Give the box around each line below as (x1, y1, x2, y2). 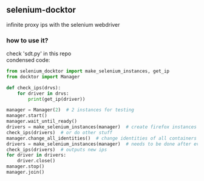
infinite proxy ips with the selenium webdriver (6, 21, 120, 28)
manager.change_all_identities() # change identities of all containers (6, 135, 197, 142)
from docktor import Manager (6, 73, 80, 80)
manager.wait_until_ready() (6, 118, 78, 125)
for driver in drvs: (17, 90, 69, 97)
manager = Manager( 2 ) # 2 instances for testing (6, 107, 135, 113)
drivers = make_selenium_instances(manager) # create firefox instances (6, 124, 197, 130)
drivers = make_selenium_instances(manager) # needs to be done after (6, 141, 191, 147)
